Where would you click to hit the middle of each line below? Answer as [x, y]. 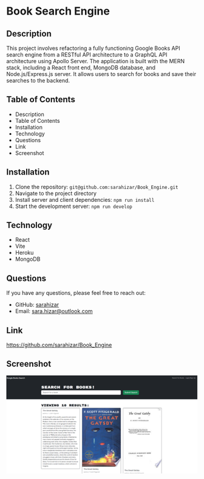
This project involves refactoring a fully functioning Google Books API [93, 48]
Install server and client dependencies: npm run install [85, 199]
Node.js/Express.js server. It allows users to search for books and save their [101, 74]
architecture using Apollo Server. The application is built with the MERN [96, 61]
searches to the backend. [38, 81]
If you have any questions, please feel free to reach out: [76, 293]
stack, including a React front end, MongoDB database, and [81, 67]
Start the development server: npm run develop [73, 206]
